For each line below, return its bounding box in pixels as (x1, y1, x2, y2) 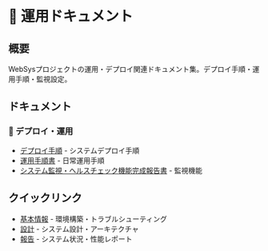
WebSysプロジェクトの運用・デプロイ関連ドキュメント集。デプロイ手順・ (8, 65, 254, 74)
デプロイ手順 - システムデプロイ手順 (19, 145, 140, 155)
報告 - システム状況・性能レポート (19, 233, 133, 244)
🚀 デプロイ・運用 (8, 125, 74, 137)
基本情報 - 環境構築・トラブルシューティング (19, 213, 168, 224)
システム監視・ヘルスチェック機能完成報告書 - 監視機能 (19, 165, 202, 175)
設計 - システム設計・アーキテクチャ (19, 224, 139, 233)
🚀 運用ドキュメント (8, 7, 134, 26)
